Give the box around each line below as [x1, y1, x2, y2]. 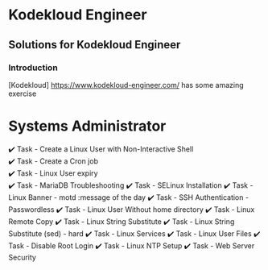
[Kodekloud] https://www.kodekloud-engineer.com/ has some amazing [8, 80, 244, 89]
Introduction [8, 62, 58, 73]
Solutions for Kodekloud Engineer [8, 38, 181, 52]
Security [8, 252, 36, 262]
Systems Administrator [8, 117, 167, 135]
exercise [8, 89, 37, 98]
